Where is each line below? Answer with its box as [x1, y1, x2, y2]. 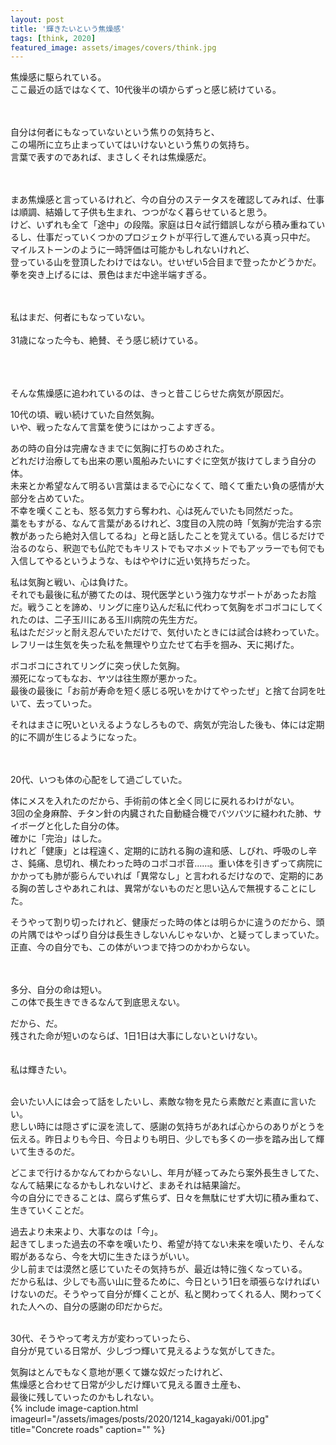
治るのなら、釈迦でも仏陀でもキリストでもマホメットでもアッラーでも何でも [10, 542, 326, 555]
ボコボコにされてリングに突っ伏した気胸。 [10, 660, 186, 672]
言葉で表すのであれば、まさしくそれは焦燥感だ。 [10, 151, 212, 163]
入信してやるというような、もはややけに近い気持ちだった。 [10, 555, 256, 567]
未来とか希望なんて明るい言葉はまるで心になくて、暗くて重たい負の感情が [10, 480, 316, 492]
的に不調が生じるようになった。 [10, 731, 142, 743]
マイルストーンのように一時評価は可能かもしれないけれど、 [10, 244, 255, 256]
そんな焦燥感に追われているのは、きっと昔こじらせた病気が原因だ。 [10, 387, 290, 400]
